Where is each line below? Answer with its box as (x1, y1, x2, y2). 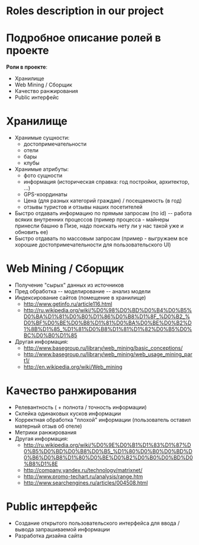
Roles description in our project (6, 4, 164, 18)
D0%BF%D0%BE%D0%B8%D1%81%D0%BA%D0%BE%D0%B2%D (23, 319, 192, 326)
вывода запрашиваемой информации (14, 525, 111, 533)
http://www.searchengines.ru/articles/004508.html (23, 479, 148, 486)
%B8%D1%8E (23, 460, 58, 467)
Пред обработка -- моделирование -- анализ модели (14, 288, 151, 294)
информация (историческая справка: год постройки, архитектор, (23, 178, 190, 185)
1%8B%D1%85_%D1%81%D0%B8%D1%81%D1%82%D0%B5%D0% (23, 326, 192, 332)
